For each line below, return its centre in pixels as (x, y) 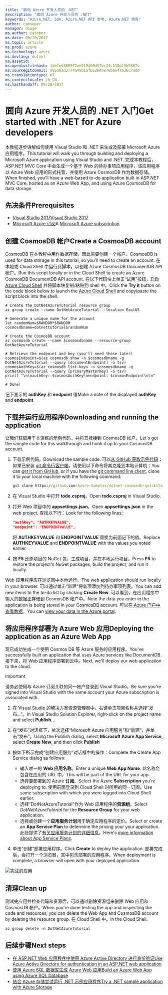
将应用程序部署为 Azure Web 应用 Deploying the (79, 629)
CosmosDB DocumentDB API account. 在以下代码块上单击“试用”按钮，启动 (82, 279)
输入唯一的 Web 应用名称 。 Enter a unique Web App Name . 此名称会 (90, 768)
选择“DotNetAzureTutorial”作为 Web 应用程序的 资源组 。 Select (83, 804)
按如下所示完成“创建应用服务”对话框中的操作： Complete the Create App (86, 752)
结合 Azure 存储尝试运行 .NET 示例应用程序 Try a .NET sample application (87, 981)
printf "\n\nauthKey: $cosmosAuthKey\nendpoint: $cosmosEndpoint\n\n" (80, 376)
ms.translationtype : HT (30, 75)
